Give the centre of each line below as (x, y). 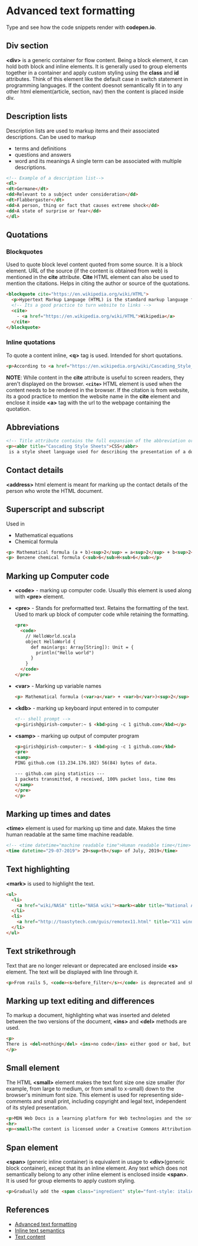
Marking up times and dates (58, 814)
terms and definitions (40, 148)
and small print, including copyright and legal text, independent (110, 1101)
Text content (30, 1237)
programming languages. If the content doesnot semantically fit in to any (94, 85)
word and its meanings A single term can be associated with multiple (98, 161)
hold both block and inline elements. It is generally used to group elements (97, 66)
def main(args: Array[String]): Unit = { (82, 647)
